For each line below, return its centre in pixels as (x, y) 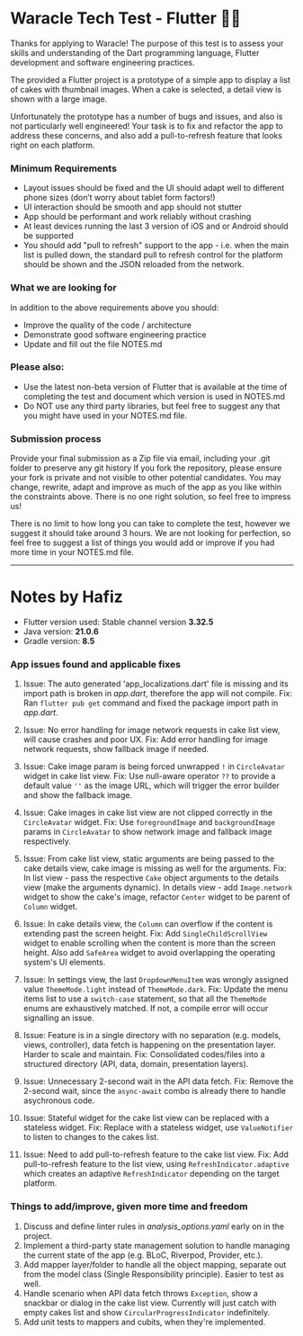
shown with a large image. (59, 99)
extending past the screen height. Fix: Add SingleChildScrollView (145, 934)
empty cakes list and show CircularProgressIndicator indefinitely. (147, 1312)
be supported (49, 236)
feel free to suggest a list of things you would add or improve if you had (143, 542)
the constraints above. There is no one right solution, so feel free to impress (151, 497)
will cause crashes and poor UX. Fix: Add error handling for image (146, 740)
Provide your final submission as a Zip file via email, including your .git (140, 459)
